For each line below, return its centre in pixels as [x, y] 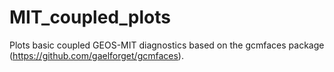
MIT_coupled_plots [90, 17]
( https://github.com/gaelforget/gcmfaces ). [96, 55]
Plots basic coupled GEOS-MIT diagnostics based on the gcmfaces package [167, 45]
